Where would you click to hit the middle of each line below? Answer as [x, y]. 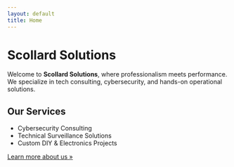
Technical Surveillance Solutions [65, 136]
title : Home [25, 20]
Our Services [37, 111]
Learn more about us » [40, 157]
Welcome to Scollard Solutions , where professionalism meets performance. [117, 74]
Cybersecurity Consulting [55, 128]
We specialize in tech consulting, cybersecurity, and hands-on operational [115, 82]
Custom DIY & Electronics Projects [67, 143]
